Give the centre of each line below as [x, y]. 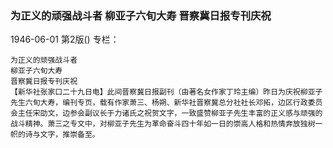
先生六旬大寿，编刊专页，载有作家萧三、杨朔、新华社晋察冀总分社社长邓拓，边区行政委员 [166, 103]
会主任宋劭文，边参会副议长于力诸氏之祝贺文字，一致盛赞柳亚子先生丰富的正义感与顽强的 [166, 113]
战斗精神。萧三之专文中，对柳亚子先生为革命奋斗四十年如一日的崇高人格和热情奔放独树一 [166, 124]
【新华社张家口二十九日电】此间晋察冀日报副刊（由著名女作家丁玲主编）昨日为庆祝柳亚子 [166, 92]
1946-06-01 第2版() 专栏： [65, 39]
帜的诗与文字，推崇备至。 [55, 135]
